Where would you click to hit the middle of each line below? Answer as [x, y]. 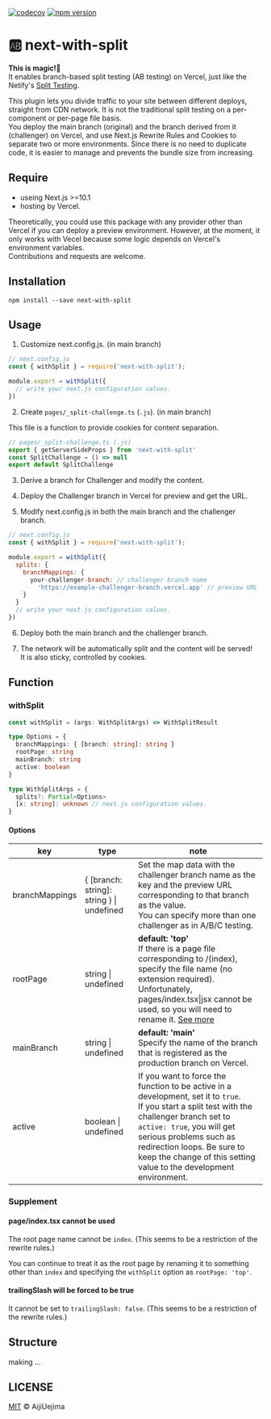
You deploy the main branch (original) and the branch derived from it [122, 126]
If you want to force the [182, 1076]
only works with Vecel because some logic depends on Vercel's [115, 239]
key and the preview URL [185, 885]
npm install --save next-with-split [70, 300]
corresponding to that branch [194, 896]
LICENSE [31, 1387]
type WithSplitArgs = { [48, 789]
